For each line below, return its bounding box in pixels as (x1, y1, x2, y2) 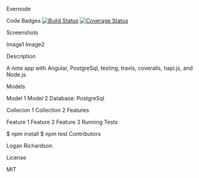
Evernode (6, 6, 31, 12)
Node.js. (6, 71, 28, 78)
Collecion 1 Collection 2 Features (6, 106, 90, 114)
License (6, 154, 26, 161)
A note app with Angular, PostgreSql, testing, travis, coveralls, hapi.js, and (6, 64, 193, 72)
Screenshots (6, 29, 39, 36)
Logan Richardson (6, 142, 53, 149)
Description (6, 53, 36, 60)
